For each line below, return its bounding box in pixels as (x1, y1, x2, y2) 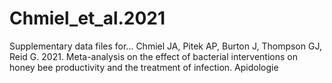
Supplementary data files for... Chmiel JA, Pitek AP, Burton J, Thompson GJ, (9, 40, 322, 52)
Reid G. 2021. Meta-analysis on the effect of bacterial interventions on (9, 50, 298, 62)
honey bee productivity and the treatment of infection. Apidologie (9, 61, 279, 73)
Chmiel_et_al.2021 (9, 7, 166, 30)
